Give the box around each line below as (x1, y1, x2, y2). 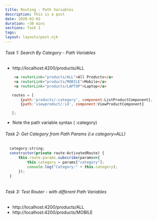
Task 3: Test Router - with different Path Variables (5, 189, 107, 194)
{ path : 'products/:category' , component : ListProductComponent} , (20, 97, 153, 102)
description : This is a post (5, 12, 65, 17)
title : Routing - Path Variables (5, 7, 74, 12)
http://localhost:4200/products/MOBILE (12, 209, 93, 215)
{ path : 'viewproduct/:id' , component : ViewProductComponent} (20, 102, 144, 107)
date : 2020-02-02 (5, 16, 41, 21)
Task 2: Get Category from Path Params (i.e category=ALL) (5, 131, 126, 137)
